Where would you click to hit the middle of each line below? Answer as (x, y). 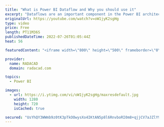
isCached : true (29, 108)
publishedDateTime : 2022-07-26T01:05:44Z (48, 37)
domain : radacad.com (30, 68)
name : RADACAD (24, 63)
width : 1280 (26, 99)
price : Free (17, 28)
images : (13, 90)
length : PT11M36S (23, 32)
